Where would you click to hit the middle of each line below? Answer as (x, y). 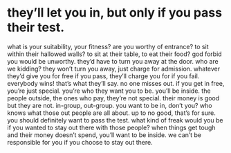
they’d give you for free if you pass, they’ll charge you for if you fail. (103, 76)
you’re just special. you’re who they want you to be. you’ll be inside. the (109, 91)
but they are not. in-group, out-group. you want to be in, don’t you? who (110, 105)
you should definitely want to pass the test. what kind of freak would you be (115, 120)
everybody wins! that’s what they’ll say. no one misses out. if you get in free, (116, 83)
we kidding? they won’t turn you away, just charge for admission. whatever (114, 69)
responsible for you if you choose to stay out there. (80, 142)
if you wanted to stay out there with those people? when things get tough (111, 127)
